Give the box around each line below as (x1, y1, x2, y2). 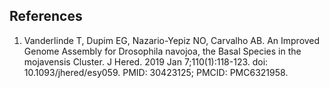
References (9, 8, 83, 25)
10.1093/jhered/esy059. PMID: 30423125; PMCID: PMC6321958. (23, 66, 289, 78)
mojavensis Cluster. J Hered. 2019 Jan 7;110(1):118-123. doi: (23, 55, 269, 68)
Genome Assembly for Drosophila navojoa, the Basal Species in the (23, 45, 302, 57)
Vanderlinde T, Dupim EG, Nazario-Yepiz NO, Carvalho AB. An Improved (23, 34, 321, 46)
